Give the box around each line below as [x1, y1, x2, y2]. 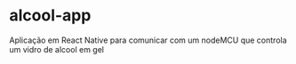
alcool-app [9, 5, 92, 26]
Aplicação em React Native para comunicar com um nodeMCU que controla [9, 35, 287, 45]
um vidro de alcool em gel [9, 44, 105, 54]
